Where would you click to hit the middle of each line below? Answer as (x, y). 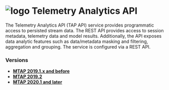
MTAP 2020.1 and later (37, 82)
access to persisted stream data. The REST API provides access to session (85, 30)
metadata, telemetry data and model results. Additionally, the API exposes (83, 36)
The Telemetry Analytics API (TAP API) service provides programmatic (80, 25)
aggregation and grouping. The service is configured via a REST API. (78, 47)
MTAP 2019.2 (27, 77)
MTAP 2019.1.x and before (41, 71)
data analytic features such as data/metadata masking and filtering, (77, 41)
